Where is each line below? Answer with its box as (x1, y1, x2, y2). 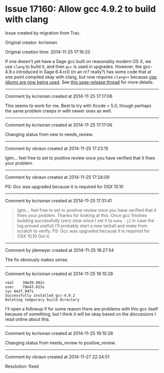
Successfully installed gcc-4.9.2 (5, 293, 76, 298)
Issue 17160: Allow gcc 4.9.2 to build (5, 3, 156, 15)
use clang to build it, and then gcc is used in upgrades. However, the (5, 64, 142, 69)
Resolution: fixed (5, 363, 39, 369)
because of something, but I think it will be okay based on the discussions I (5, 311, 156, 317)
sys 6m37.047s (5, 288, 34, 294)
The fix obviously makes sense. (5, 257, 69, 263)
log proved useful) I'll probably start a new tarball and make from (17, 222, 148, 228)
